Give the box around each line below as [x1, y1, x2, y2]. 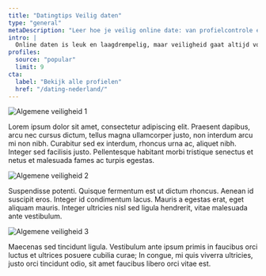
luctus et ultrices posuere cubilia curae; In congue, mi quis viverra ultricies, [8, 251, 253, 260]
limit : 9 [15, 63, 44, 71]
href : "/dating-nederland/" [15, 85, 108, 93]
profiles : [8, 48, 41, 56]
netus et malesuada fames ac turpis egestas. [8, 156, 155, 165]
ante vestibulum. [8, 211, 63, 221]
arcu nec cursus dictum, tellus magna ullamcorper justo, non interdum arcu [8, 130, 253, 140]
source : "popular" [15, 56, 77, 64]
